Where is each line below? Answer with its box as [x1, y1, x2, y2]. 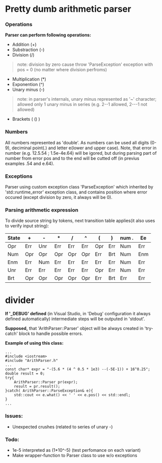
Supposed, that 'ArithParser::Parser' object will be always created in [5, 326, 144, 331]
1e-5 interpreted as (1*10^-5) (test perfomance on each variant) [12, 447, 141, 453]
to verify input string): [5, 223, 49, 229]
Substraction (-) [12, 47, 45, 53]
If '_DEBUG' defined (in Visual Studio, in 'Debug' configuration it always [5, 311, 151, 317]
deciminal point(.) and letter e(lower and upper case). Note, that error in [11, 145, 157, 151]
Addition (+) [12, 42, 37, 48]
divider [5, 295, 35, 305]
